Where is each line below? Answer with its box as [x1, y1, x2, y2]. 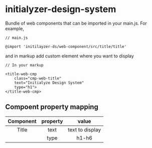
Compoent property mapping [5, 103, 99, 111]
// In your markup [5, 62, 44, 67]
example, [5, 25, 24, 31]
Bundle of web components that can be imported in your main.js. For [5, 20, 147, 26]
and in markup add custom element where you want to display [5, 53, 134, 59]
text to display [67, 126, 101, 133]
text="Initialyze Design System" [14, 80, 84, 85]
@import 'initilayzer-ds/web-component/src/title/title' [5, 44, 127, 49]
